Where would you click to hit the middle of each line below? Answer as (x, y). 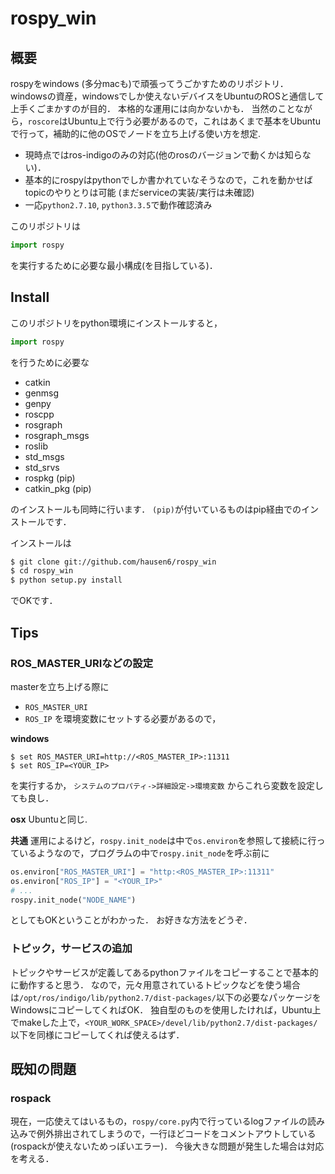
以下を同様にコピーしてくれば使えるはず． (97, 1034)
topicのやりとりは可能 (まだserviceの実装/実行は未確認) (139, 192)
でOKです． (34, 601)
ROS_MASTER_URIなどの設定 (82, 663)
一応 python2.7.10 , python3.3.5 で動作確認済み (118, 205)
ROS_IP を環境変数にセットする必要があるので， (123, 718)
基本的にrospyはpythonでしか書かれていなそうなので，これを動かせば (168, 180)
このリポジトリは (45, 226)
